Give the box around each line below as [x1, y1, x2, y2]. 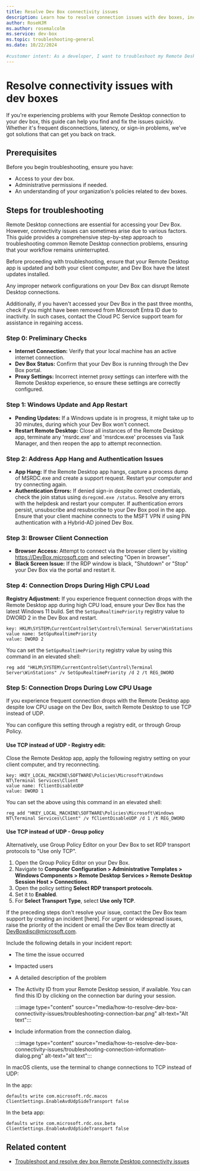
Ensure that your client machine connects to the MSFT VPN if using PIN [14, 513, 190, 520]
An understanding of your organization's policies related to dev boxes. [14, 188, 187, 195]
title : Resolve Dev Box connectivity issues [6, 8, 118, 15]
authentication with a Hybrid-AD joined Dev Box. [14, 519, 134, 526]
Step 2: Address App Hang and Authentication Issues [6, 455, 164, 463]
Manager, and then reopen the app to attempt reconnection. [14, 440, 162, 447]
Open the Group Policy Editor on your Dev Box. [14, 859, 130, 866]
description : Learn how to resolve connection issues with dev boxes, [6, 14, 185, 20]
